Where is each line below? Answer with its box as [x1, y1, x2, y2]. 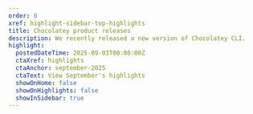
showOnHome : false [15, 79, 78, 87]
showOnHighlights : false [15, 86, 99, 95]
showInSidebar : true [15, 94, 84, 102]
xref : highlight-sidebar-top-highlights [8, 19, 146, 27]
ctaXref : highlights [15, 57, 84, 65]
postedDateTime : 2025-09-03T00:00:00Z [15, 49, 146, 57]
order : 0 [8, 11, 38, 20]
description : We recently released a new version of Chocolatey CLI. [8, 34, 247, 43]
